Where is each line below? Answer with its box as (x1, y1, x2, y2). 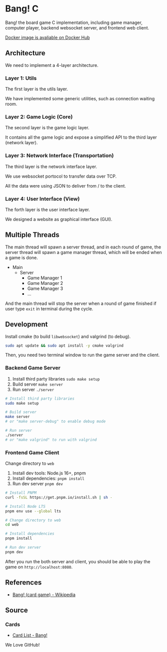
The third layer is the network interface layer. (5, 163, 97, 170)
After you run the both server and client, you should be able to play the (5, 558, 151, 564)
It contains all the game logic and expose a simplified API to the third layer (5, 134, 157, 140)
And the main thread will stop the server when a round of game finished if (5, 300, 157, 306)
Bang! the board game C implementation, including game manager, (5, 19, 143, 25)
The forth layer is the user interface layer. (5, 207, 90, 213)
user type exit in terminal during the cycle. (5, 305, 94, 312)
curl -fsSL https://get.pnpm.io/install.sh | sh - (5, 495, 113, 500)
